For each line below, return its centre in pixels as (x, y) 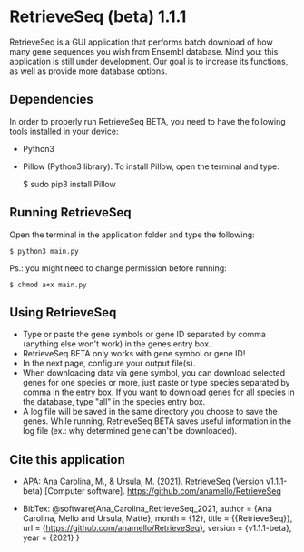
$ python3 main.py (44, 251)
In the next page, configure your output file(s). (109, 363)
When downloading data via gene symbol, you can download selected (154, 373)
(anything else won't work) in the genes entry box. (117, 344)
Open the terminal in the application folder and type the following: (132, 235)
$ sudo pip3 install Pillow (69, 184)
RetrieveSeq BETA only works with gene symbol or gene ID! (134, 354)
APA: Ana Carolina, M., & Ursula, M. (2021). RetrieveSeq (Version (143, 482)
